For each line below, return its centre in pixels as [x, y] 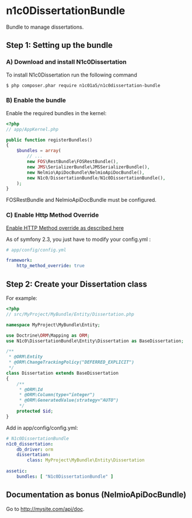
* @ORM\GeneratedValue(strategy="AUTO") [69, 400]
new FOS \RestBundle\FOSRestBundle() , [73, 162]
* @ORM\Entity [26, 357]
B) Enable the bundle [36, 101]
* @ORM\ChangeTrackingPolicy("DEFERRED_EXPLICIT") [71, 362]
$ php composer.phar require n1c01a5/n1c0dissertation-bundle [83, 85]
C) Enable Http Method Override [53, 215]
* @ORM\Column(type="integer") [57, 395]
